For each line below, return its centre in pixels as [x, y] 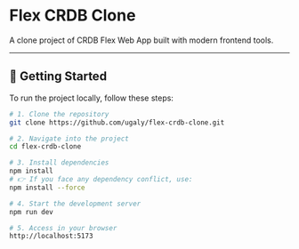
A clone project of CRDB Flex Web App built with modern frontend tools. [141, 40]
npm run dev [31, 212]
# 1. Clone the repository [59, 114]
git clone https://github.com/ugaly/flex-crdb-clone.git [117, 122]
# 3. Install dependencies [59, 163]
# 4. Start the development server [75, 204]
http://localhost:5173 [51, 237]
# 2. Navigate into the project [69, 139]
